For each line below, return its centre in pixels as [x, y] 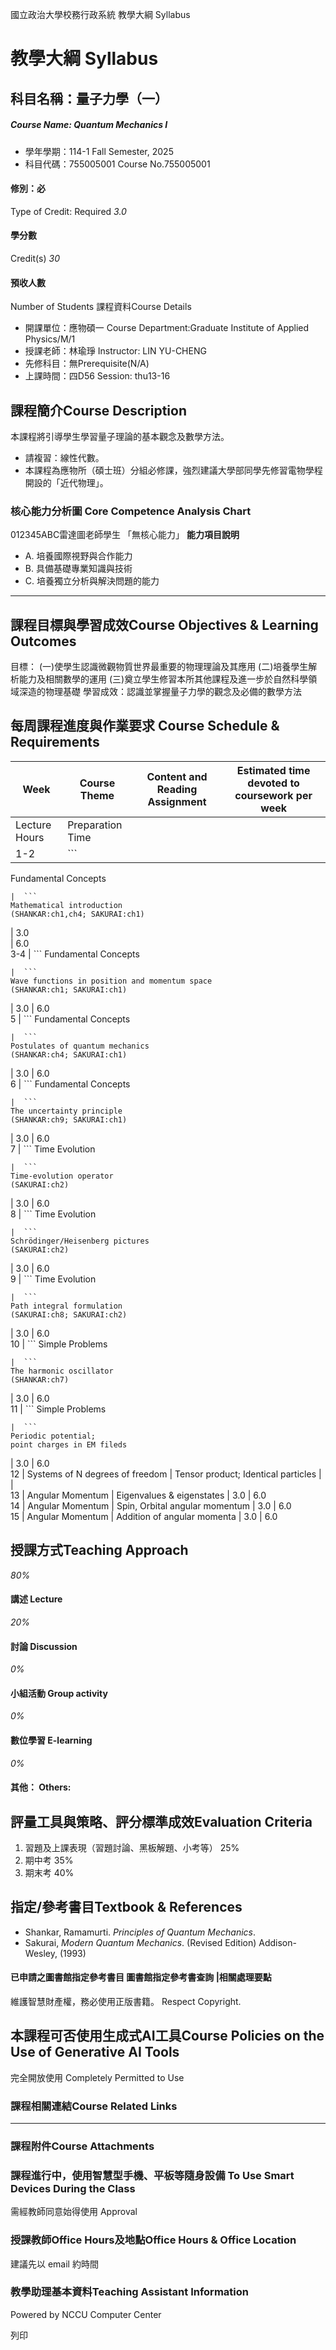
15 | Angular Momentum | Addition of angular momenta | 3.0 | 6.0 [144, 1516]
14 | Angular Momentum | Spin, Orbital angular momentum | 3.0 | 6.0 [151, 1505]
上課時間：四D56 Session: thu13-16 [97, 376]
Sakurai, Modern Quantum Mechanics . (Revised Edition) [140, 1942]
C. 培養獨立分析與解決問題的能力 [92, 581]
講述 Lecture [36, 1599]
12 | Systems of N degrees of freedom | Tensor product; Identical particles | [166, 1474]
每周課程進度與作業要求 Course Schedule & [145, 726]
